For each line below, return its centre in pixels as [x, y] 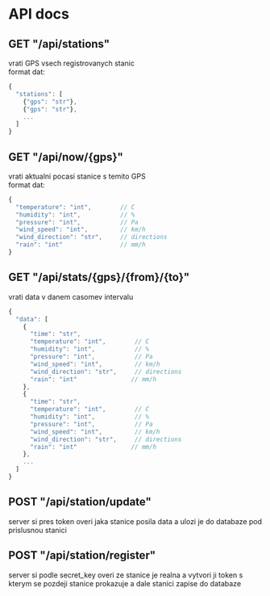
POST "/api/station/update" [80, 502]
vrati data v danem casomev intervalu [71, 296]
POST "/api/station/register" [82, 555]
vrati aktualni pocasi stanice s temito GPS [77, 176]
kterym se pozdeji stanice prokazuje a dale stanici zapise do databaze [125, 583]
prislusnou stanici [37, 530]
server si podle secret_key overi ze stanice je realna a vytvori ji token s [126, 575]
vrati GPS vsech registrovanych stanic [72, 63]
